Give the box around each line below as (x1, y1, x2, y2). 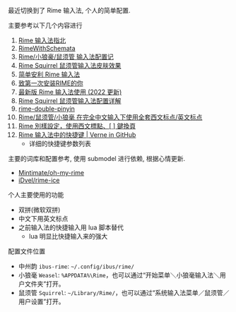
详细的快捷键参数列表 (28, 140, 91, 148)
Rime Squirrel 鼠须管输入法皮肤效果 (18, 61, 122, 69)
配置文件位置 (8, 247, 45, 256)
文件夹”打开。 (24, 280, 65, 288)
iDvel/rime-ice (18, 176, 60, 184)
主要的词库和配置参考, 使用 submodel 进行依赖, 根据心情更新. (8, 155, 186, 162)
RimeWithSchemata (18, 44, 76, 52)
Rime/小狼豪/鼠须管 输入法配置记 (18, 52, 114, 61)
